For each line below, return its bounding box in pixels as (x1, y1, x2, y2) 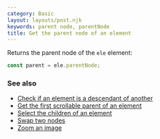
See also (7, 79, 37, 88)
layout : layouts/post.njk (7, 17, 82, 24)
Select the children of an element (17, 109, 112, 117)
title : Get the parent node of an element (7, 29, 132, 37)
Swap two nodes (17, 116, 66, 125)
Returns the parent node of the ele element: (7, 49, 133, 57)
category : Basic (7, 10, 54, 17)
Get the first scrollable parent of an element (17, 101, 142, 110)
